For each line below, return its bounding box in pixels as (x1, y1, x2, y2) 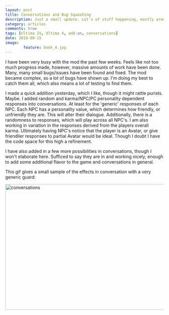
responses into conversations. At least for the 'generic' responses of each (5, 100, 159, 107)
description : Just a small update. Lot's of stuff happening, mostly (5, 17, 154, 22)
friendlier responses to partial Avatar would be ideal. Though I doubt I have (5, 133, 160, 139)
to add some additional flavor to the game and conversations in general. (5, 159, 154, 165)
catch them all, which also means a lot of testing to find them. (5, 80, 133, 86)
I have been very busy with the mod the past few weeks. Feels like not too (5, 59, 158, 65)
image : (5, 40, 19, 45)
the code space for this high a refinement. (5, 138, 92, 144)
